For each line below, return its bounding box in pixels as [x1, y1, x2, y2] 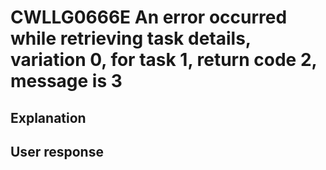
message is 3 [10, 70, 123, 93]
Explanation [10, 109, 87, 126]
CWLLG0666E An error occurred [10, 6, 288, 29]
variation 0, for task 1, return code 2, [10, 49, 318, 71]
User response [10, 143, 104, 160]
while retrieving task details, [10, 27, 252, 50]
